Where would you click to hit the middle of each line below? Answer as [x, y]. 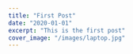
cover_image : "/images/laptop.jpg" [67, 38]
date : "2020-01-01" [40, 23]
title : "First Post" [42, 15]
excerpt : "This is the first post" [67, 30]
